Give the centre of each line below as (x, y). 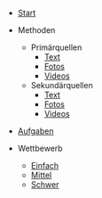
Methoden (36, 30)
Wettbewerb (40, 148)
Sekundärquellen (62, 85)
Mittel (41, 175)
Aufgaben (35, 131)
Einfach (45, 165)
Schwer (45, 185)
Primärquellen (56, 47)
